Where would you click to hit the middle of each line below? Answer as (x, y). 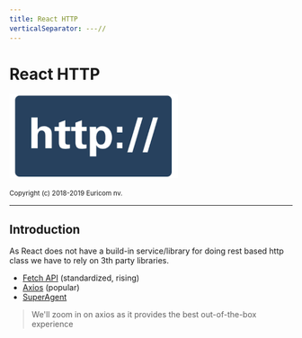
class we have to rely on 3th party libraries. (89, 261)
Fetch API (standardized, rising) (81, 278)
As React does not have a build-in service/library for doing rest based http (147, 251)
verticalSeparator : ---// (58, 28)
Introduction (45, 229)
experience (52, 325)
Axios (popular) (51, 288)
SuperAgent (44, 298)
